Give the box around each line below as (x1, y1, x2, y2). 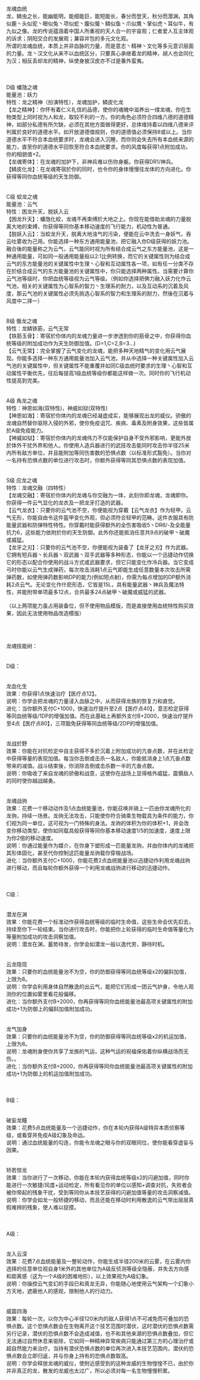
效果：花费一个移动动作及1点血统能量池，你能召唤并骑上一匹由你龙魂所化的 (6, 805, 191, 812)
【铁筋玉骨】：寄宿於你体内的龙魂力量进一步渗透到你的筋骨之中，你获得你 (6, 332, 186, 339)
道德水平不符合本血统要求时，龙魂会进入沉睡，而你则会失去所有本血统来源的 (6, 136, 194, 143)
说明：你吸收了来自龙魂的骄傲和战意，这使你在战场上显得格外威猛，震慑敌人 (6, 770, 194, 777)
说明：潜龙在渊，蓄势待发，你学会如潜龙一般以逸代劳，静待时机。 (6, 940, 168, 948)
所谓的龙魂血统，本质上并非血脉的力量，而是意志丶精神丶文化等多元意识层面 (6, 42, 194, 49)
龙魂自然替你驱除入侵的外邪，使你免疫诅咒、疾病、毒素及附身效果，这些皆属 (6, 419, 194, 426)
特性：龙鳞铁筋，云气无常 (6, 325, 69, 332)
